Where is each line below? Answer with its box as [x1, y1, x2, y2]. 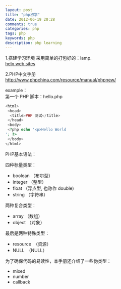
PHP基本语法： [5, 151, 37, 157]
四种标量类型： [5, 161, 36, 168]
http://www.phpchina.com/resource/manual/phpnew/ [5, 76, 116, 82]
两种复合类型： [5, 202, 36, 208]
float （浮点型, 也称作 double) [12, 185, 74, 191]
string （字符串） [12, 191, 48, 197]
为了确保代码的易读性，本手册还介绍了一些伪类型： [5, 258, 111, 264]
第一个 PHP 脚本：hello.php [5, 93, 63, 99]
